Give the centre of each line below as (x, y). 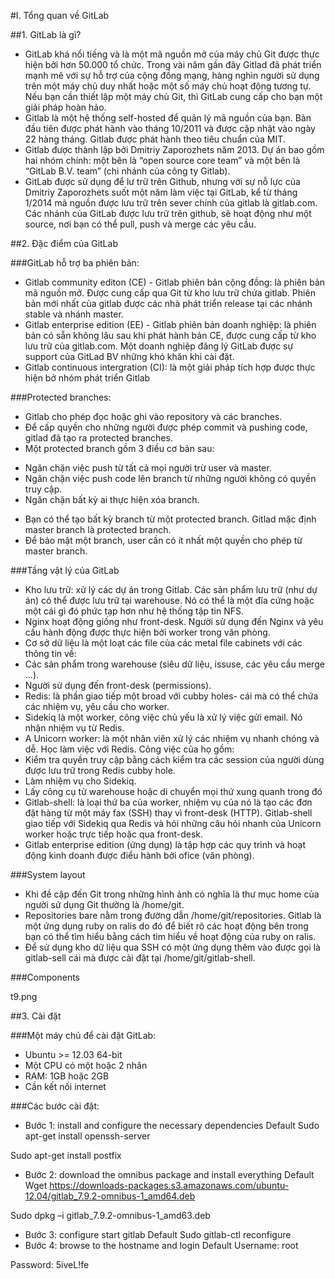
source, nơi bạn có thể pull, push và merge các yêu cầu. (140, 224)
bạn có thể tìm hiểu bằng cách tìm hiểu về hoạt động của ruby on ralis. (170, 936)
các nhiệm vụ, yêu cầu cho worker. (97, 706)
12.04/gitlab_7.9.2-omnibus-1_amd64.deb (110, 1196)
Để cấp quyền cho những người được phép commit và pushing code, (166, 427)
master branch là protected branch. (98, 529)
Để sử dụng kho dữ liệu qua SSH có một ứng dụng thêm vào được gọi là (172, 947)
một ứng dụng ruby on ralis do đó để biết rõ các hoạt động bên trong (166, 926)
